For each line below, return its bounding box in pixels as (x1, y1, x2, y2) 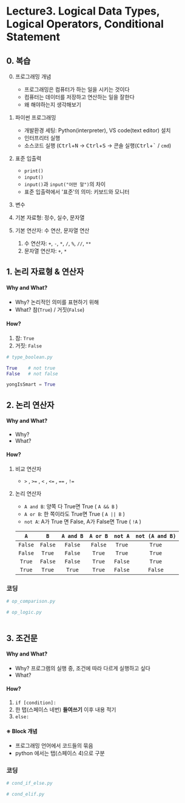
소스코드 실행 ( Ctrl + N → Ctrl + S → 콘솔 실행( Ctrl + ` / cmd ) (24, 142, 172, 149)
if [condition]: (15, 699, 56, 706)
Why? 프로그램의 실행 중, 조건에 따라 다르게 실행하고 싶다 (15, 664, 150, 671)
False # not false (6, 371, 59, 377)
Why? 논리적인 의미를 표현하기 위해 (15, 298, 99, 306)
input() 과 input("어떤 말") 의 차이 (24, 181, 106, 187)
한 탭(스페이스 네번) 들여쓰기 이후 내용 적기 (15, 705, 116, 713)
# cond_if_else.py (6, 781, 53, 787)
